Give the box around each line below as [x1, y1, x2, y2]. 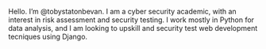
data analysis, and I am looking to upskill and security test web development [8, 24, 258, 32]
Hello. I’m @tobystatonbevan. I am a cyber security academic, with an [8, 7, 237, 16]
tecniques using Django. [8, 32, 88, 41]
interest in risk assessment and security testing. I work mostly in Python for [8, 15, 255, 24]
